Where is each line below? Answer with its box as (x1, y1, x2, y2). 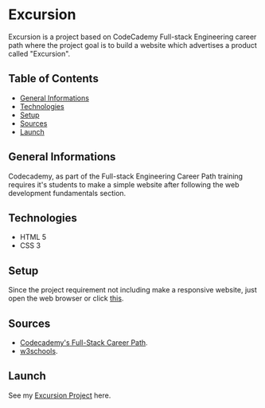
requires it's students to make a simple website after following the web (8, 179, 240, 189)
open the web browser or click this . (8, 293, 124, 304)
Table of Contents (8, 72, 99, 85)
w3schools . (19, 347, 58, 355)
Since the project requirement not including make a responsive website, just (8, 285, 257, 295)
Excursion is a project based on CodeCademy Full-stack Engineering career (8, 32, 257, 41)
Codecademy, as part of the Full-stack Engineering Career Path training (8, 171, 244, 181)
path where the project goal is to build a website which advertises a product (8, 40, 257, 49)
